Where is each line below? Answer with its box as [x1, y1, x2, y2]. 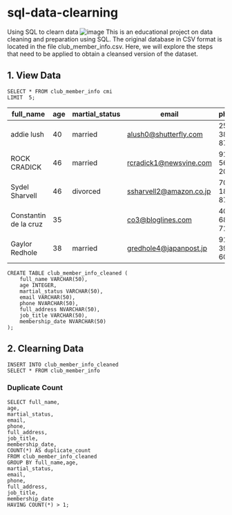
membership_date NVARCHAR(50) [19, 318, 107, 325]
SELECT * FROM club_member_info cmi [7, 88, 113, 95]
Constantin [10, 211, 46, 220]
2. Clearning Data [7, 343, 84, 355]
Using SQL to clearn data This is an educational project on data [7, 28, 213, 36]
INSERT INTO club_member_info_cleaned [7, 361, 119, 368]
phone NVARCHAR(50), [19, 300, 79, 307]
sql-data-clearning [7, 5, 119, 21]
